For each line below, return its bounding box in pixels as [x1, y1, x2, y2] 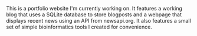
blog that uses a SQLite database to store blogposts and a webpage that [6, 11, 182, 18]
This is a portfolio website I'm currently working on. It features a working [6, 5, 183, 12]
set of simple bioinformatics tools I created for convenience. [6, 23, 152, 30]
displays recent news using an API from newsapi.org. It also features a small [6, 17, 192, 24]
